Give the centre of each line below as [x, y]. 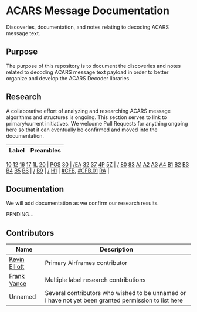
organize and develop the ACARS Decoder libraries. [68, 78]
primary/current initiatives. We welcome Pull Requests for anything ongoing [97, 123]
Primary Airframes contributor [86, 263]
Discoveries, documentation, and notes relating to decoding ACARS [88, 27]
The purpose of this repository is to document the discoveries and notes [94, 66]
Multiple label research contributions [95, 280]
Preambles [46, 150]
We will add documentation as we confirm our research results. [83, 203]
